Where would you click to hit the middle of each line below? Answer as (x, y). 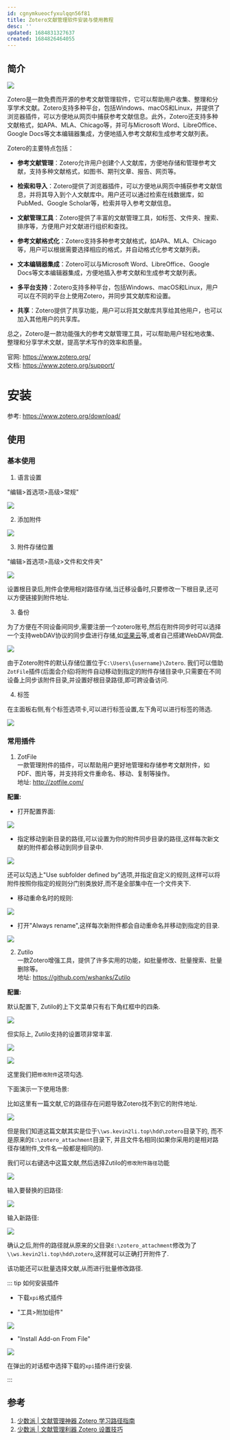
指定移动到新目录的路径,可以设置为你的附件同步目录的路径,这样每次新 (115, 838)
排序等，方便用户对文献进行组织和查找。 (74, 226)
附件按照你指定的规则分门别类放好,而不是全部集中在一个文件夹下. (99, 883)
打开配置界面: (36, 811)
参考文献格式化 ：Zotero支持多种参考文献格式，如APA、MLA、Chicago (117, 240)
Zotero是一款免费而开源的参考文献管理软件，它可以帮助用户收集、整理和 (110, 99)
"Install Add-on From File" (54, 1338)
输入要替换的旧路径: (35, 1190)
